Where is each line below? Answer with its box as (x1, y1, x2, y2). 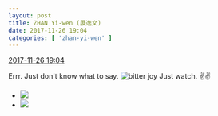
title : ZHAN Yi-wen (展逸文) (8, 19, 102, 27)
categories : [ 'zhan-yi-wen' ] (8, 33, 113, 42)
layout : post (8, 11, 52, 20)
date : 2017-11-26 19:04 (8, 26, 88, 34)
